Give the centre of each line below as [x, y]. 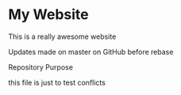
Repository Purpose [41, 67]
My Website [48, 15]
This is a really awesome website [62, 36]
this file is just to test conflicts [57, 82]
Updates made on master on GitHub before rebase [91, 51]
